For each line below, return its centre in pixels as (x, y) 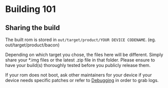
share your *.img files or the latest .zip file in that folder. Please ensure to (80, 60)
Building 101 (31, 9)
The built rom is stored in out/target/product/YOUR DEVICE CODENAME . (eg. (81, 39)
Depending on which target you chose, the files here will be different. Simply (84, 54)
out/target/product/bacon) (33, 45)
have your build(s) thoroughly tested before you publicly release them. (78, 65)
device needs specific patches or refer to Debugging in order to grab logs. (82, 80)
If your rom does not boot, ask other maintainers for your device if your (78, 75)
